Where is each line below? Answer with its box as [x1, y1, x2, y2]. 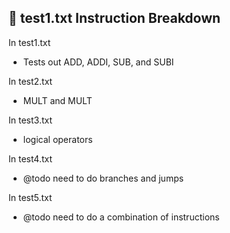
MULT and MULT [22, 94, 93, 106]
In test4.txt [8, 152, 53, 165]
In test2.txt [8, 75, 53, 87]
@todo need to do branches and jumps [22, 172, 185, 184]
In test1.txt [8, 36, 51, 48]
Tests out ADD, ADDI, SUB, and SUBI [22, 56, 175, 68]
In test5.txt [8, 191, 53, 203]
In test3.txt [8, 114, 53, 126]
